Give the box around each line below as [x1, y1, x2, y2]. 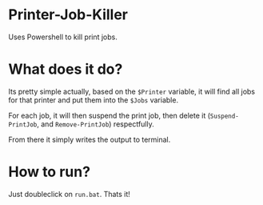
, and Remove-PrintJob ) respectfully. [37, 119, 154, 129]
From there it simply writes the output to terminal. [8, 135, 171, 144]
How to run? [8, 163, 90, 181]
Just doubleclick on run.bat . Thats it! [8, 189, 130, 199]
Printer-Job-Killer [8, 6, 129, 24]
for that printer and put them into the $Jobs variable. [8, 94, 178, 105]
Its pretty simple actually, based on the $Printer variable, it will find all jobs [8, 86, 256, 96]
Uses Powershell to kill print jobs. [8, 32, 118, 42]
